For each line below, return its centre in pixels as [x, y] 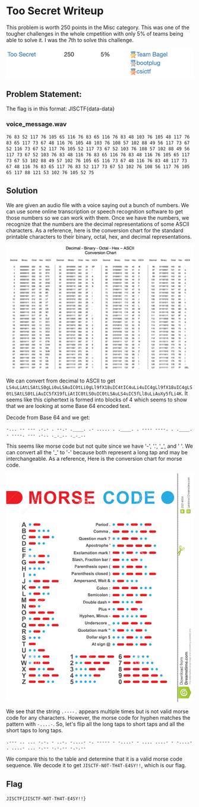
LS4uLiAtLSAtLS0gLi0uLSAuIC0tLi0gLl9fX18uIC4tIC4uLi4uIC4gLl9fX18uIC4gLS [99, 388]
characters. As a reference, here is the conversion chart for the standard [95, 230]
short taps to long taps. [35, 730]
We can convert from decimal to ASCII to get [61, 381]
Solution [22, 191]
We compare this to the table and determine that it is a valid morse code [94, 759]
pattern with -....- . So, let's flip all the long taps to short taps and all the [95, 724]
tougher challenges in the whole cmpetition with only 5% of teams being [95, 33]
